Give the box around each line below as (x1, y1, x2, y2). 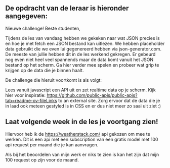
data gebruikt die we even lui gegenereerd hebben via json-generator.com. (5, 45, 162, 52)
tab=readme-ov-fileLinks (5, 97, 57, 103)
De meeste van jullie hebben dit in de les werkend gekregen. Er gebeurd (5, 51, 156, 57)
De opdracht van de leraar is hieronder (5, 4, 129, 13)
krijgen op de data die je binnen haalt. (5, 67, 84, 73)
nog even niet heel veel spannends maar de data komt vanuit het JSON (5, 57, 153, 63)
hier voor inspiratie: (5, 92, 46, 98)
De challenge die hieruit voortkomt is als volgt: (5, 77, 102, 83)
